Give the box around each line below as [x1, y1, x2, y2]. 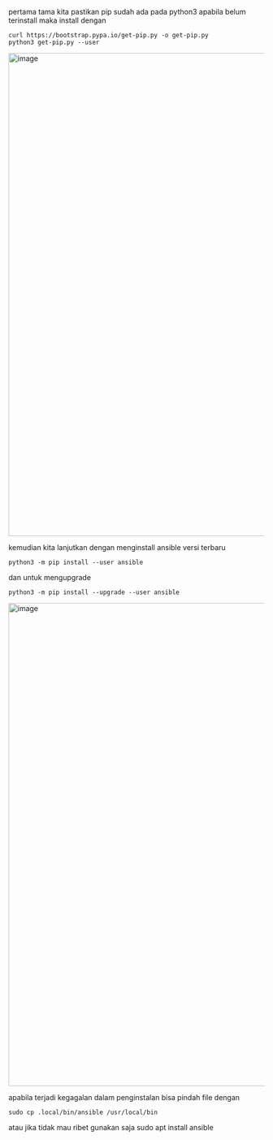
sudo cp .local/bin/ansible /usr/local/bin [8, 1108, 158, 1116]
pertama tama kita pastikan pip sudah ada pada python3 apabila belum [8, 7, 246, 16]
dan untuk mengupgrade [8, 573, 92, 582]
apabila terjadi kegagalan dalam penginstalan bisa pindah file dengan [8, 1093, 240, 1102]
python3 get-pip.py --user [8, 38, 100, 46]
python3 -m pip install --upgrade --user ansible [8, 588, 180, 596]
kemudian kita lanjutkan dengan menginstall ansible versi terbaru [8, 543, 226, 552]
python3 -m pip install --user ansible [8, 558, 144, 566]
